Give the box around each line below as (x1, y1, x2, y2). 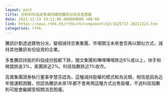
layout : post (5, 7, 32, 12)
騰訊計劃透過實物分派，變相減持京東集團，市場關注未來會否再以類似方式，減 (5, 40, 163, 46)
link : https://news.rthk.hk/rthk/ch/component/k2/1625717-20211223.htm (5, 21, 157, 26)
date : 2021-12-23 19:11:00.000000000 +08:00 (5, 16, 99, 21)
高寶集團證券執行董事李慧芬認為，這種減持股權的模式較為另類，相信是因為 (5, 74, 158, 80)
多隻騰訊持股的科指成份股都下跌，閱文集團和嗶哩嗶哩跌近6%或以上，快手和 (5, 57, 161, 63)
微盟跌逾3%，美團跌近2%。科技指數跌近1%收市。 (5, 63, 109, 69)
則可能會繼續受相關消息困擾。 (5, 86, 66, 92)
